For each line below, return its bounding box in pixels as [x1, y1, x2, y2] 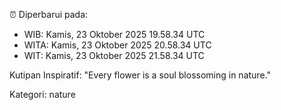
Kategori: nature [9, 89, 76, 100]
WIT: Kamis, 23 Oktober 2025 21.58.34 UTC [23, 50, 205, 61]
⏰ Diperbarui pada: [9, 9, 89, 20]
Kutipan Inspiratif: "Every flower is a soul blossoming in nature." [9, 69, 271, 81]
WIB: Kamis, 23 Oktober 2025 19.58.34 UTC [23, 29, 206, 40]
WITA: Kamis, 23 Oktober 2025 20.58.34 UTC [23, 39, 212, 51]
